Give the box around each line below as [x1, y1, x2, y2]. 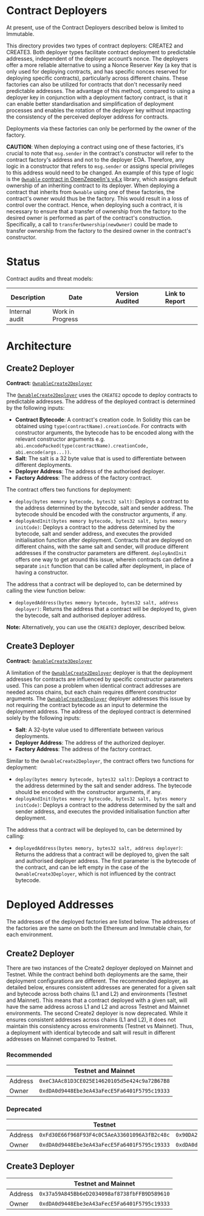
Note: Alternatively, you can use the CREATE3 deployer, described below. [6, 623, 186, 630]
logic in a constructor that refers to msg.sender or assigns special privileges [6, 162, 194, 170]
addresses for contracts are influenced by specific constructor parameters [6, 675, 193, 683]
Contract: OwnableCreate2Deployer [6, 379, 92, 387]
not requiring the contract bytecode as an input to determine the [6, 701, 168, 708]
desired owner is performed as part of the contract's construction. [6, 214, 172, 221]
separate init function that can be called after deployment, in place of [15, 562, 192, 569]
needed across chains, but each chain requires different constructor [6, 688, 177, 696]
